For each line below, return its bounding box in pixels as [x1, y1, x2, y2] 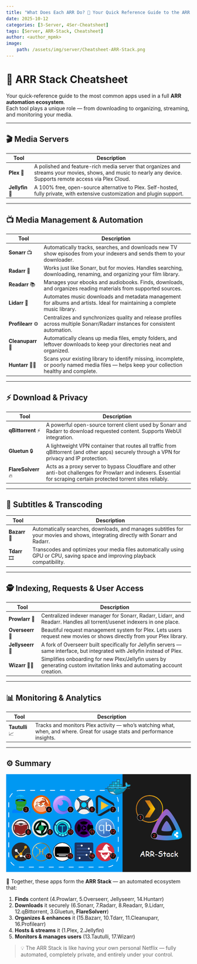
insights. [35, 734, 56, 741]
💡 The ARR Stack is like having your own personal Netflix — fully [20, 944, 176, 951]
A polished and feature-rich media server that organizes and [34, 163, 181, 170]
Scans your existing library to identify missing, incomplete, [43, 355, 185, 362]
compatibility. [32, 559, 66, 566]
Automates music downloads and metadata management [43, 293, 181, 300]
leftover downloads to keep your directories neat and [43, 341, 171, 348]
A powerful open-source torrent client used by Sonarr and [46, 421, 187, 429]
